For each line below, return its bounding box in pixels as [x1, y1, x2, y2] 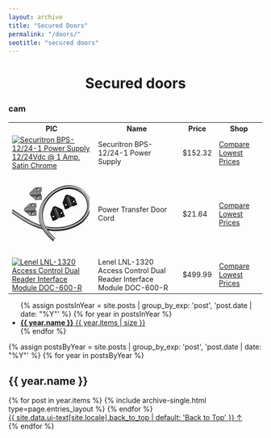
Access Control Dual [98, 265, 166, 275]
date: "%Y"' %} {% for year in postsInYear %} [19, 310, 173, 319]
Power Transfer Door [98, 204, 168, 214]
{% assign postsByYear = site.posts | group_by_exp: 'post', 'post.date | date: [8, 342, 262, 352]
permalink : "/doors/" [8, 30, 81, 38]
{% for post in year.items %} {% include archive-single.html [8, 396, 207, 406]
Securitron [98, 139, 133, 149]
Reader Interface [98, 274, 154, 284]
